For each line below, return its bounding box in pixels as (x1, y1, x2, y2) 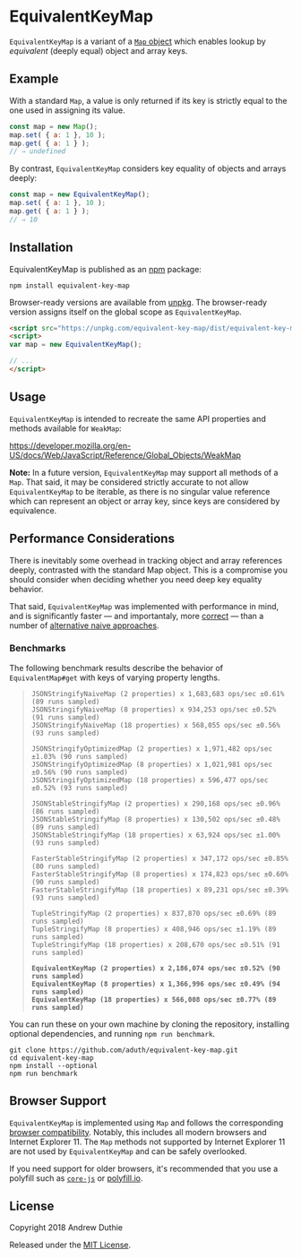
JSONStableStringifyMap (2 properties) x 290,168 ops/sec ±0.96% (30, 799, 280, 808)
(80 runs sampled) (30, 862, 100, 871)
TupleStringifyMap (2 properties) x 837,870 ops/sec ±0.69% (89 (30, 909, 277, 918)
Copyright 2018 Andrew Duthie (9, 1222, 124, 1233)
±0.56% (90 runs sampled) (30, 768, 128, 777)
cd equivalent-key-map (9, 1053, 94, 1063)
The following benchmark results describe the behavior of (9, 662, 224, 673)
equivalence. (9, 504, 57, 516)
